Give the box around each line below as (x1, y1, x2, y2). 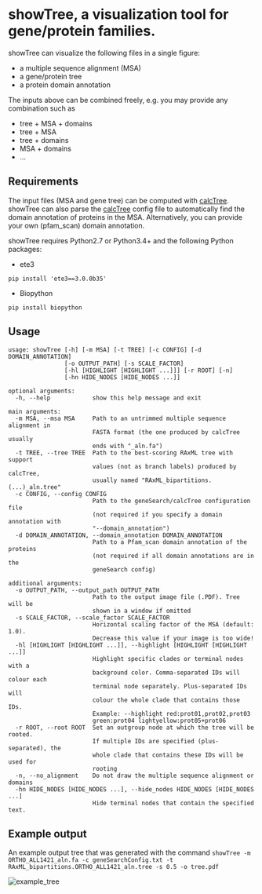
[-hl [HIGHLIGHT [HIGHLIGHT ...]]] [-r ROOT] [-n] (64, 367, 234, 374)
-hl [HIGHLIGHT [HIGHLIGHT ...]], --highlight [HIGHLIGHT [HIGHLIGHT (15, 641, 247, 649)
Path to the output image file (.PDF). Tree (92, 593, 241, 601)
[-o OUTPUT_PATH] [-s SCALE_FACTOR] (64, 359, 184, 367)
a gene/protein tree (19, 71, 82, 81)
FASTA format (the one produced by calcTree (92, 428, 241, 436)
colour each (8, 675, 47, 684)
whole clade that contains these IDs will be (92, 751, 244, 759)
